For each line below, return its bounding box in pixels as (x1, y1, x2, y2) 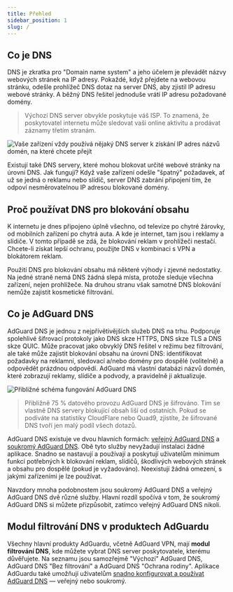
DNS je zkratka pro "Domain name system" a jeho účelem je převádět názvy (7, 68, 227, 76)
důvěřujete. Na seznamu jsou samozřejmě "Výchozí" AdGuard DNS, (7, 554, 203, 563)
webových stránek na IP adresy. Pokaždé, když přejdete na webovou (7, 75, 206, 84)
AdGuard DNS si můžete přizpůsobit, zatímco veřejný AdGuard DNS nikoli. (7, 500, 222, 509)
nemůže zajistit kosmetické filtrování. (7, 288, 114, 296)
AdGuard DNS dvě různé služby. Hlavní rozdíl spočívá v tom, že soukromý (7, 492, 220, 502)
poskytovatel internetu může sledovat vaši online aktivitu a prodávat (24, 119, 221, 127)
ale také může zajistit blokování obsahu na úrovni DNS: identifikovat (7, 349, 202, 358)
